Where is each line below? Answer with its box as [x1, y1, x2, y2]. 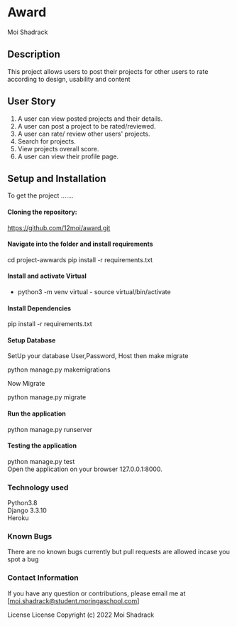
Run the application [7, 409, 66, 418]
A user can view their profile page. [17, 152, 119, 161]
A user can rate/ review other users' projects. [17, 129, 150, 138]
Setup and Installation [7, 172, 106, 185]
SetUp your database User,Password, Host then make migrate [7, 352, 189, 360]
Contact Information [7, 573, 79, 583]
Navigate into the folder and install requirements [7, 239, 154, 249]
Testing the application [7, 441, 77, 450]
